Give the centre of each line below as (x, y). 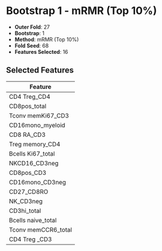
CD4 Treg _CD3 (30, 239)
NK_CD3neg (26, 201)
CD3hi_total (25, 211)
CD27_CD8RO (29, 191)
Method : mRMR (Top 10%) (46, 39)
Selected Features (40, 71)
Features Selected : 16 (41, 51)
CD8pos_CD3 (28, 173)
